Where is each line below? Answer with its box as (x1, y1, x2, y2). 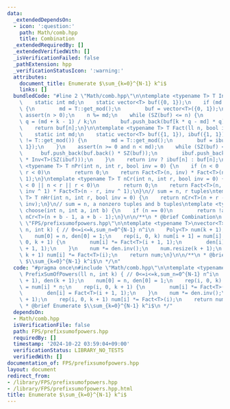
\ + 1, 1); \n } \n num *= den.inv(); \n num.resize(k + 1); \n (19, 246, 222, 252)
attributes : (13, 73, 48, 81)
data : (7, 10, 23, 17)
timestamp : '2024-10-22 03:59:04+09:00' (13, 341, 130, 347)
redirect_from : (7, 372, 51, 380)
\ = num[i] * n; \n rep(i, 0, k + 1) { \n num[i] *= (19, 283, 197, 291)
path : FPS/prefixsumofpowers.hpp (13, 328, 109, 335)
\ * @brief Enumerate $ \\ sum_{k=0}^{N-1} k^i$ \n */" (19, 302, 173, 310)
